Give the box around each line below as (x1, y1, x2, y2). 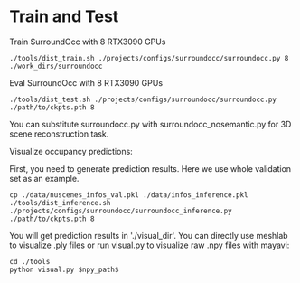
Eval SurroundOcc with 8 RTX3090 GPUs (9, 77, 164, 88)
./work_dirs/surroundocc (9, 61, 103, 71)
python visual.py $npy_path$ (9, 265, 119, 274)
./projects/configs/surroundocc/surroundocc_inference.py (9, 206, 232, 215)
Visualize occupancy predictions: (9, 146, 133, 156)
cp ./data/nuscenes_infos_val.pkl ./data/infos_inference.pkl (9, 190, 248, 200)
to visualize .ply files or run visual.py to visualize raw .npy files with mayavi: (9, 240, 290, 250)
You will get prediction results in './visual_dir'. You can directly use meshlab (9, 230, 288, 241)
